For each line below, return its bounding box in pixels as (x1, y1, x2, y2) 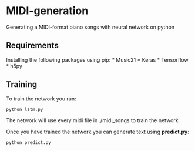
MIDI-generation (6, 4, 89, 18)
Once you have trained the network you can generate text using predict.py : (6, 128, 189, 135)
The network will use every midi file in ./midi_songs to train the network (6, 116, 179, 124)
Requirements (6, 41, 59, 51)
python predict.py (6, 139, 51, 145)
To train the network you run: (6, 95, 76, 102)
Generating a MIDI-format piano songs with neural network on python (6, 24, 175, 31)
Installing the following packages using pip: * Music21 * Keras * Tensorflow (6, 56, 189, 63)
